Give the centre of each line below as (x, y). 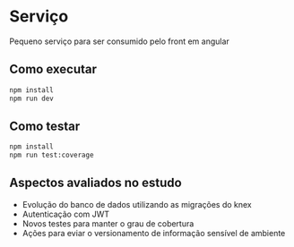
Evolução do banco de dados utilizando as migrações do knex (137, 204)
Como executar (53, 69)
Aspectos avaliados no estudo (95, 183)
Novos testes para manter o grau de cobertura (108, 223)
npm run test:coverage (52, 155)
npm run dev (31, 98)
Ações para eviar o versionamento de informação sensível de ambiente (154, 233)
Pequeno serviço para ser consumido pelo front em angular (120, 41)
